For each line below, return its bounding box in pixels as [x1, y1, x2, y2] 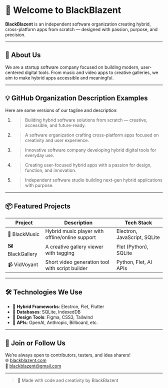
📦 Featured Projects [5, 202, 71, 210]
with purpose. [24, 182, 54, 188]
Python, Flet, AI [116, 258, 152, 265]
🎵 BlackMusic [7, 231, 40, 238]
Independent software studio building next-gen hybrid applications [24, 177, 162, 183]
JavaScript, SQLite [116, 234, 160, 241]
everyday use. [24, 152, 54, 158]
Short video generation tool [45, 258, 109, 265]
